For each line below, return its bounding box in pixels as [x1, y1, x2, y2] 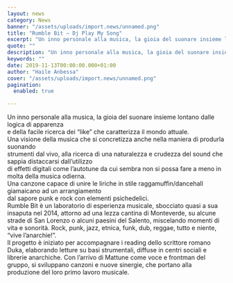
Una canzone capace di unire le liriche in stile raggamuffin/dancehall [7, 179, 203, 188]
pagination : [7, 81, 42, 88]
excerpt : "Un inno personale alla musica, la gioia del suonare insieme [7, 36, 222, 43]
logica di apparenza [7, 120, 64, 129]
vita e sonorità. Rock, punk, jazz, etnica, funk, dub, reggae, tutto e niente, [7, 224, 217, 232]
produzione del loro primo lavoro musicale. [7, 268, 130, 277]
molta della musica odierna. [7, 172, 87, 181]
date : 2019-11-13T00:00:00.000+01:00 [7, 62, 116, 69]
